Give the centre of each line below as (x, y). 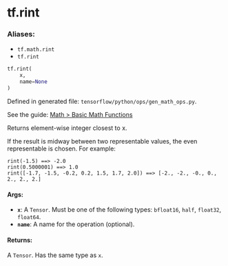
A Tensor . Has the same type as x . (55, 255)
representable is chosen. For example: (61, 148)
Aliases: (21, 34)
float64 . (29, 217)
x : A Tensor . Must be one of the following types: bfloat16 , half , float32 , (119, 210)
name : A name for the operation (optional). (76, 224)
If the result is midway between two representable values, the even (102, 141)
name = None (34, 82)
